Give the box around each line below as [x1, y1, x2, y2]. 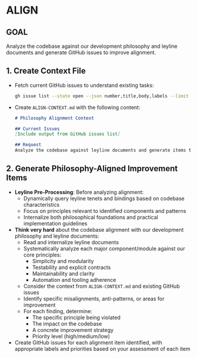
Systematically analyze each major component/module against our [23, 245, 185, 252]
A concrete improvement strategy [32, 326, 113, 333]
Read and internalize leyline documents [23, 238, 119, 245]
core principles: [23, 251, 62, 258]
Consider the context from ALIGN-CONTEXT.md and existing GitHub [23, 283, 181, 290]
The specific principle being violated [32, 314, 121, 321]
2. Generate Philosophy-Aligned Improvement [6, 163, 178, 174]
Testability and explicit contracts [32, 264, 111, 271]
